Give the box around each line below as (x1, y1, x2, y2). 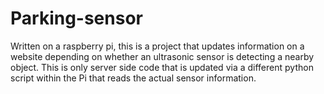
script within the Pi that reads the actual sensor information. (10, 72, 257, 84)
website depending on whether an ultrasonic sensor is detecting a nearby (10, 50, 315, 62)
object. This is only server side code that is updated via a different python (10, 61, 314, 73)
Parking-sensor (10, 7, 143, 30)
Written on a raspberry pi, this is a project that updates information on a (10, 40, 305, 52)
